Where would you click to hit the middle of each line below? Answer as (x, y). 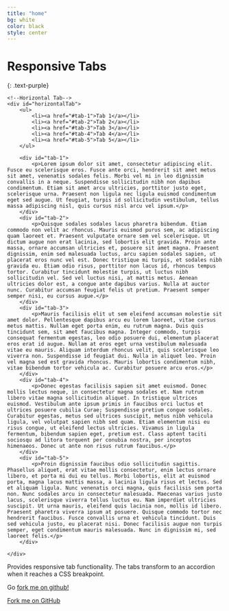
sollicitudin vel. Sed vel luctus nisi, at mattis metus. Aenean (102, 278)
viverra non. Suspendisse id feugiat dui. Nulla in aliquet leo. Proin (111, 356)
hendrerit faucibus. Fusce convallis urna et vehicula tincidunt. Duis (111, 518)
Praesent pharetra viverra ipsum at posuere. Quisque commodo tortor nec (115, 512)
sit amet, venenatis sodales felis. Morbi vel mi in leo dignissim (106, 176)
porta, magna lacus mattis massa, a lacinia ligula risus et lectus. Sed (115, 482)
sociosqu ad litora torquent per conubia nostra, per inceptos (99, 440)
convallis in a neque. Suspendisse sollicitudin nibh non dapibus (104, 182)
